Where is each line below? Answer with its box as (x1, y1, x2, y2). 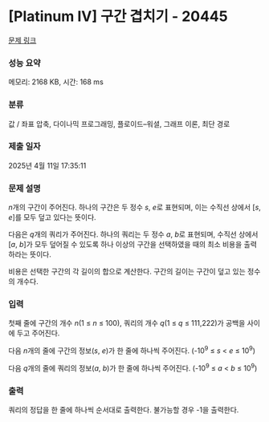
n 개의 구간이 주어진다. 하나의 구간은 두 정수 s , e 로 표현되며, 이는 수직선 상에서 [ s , (8, 202, 261, 213)
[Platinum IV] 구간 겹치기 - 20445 (8, 7, 228, 26)
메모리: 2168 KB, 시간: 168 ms (8, 77, 104, 87)
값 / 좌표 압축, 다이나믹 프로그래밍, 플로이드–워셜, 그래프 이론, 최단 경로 (8, 119, 230, 128)
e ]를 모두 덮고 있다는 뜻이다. (8, 213, 96, 222)
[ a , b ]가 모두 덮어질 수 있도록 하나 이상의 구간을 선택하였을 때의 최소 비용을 (8, 240, 243, 250)
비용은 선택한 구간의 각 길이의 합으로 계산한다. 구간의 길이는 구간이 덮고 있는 (8, 266, 247, 277)
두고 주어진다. (16, 328, 60, 338)
